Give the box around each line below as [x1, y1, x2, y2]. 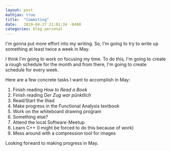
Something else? [12, 114, 48, 120]
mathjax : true [5, 12, 36, 17]
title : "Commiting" [5, 17, 50, 22]
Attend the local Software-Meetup [12, 119, 85, 125]
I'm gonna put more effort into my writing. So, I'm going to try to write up [5, 40, 159, 47]
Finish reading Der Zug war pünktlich [12, 92, 91, 98]
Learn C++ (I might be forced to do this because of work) [12, 125, 134, 131]
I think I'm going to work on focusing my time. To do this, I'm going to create [5, 56, 166, 62]
